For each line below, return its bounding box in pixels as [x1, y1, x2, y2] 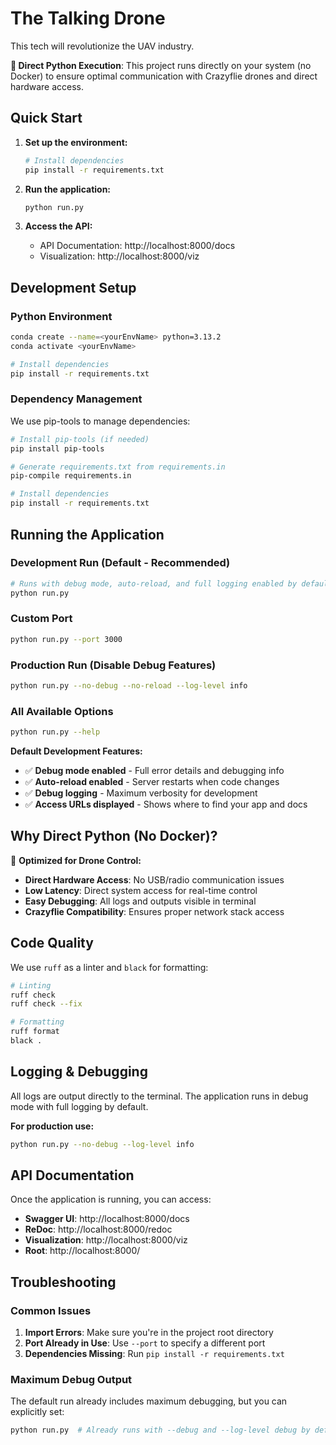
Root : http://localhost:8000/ [24, 1245, 141, 1257]
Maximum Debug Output [10, 1373, 133, 1387]
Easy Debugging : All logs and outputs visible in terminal [24, 895, 257, 907]
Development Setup [10, 279, 137, 296]
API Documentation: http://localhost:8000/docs [39, 240, 236, 252]
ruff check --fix [10, 999, 83, 1009]
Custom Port [10, 612, 73, 626]
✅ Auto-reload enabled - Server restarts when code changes [24, 776, 280, 788]
